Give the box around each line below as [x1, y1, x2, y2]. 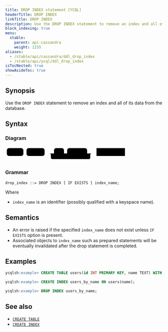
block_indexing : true [5, 26, 50, 31]
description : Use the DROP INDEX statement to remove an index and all [5, 21, 157, 27]
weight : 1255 [14, 45, 41, 50]
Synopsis [5, 86, 35, 95]
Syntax [5, 120, 28, 128]
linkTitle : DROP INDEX [5, 17, 52, 22]
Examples [5, 257, 36, 266]
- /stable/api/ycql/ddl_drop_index [9, 59, 84, 64]
